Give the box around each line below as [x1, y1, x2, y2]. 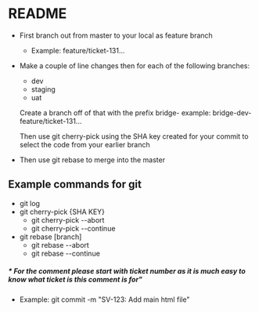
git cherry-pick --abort [31, 215, 105, 224]
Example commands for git [8, 178, 142, 191]
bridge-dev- [212, 107, 252, 118]
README [8, 5, 67, 23]
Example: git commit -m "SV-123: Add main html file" [19, 295, 190, 304]
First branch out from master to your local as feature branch [19, 31, 213, 40]
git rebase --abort [31, 240, 90, 249]
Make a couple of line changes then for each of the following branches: [19, 60, 250, 71]
